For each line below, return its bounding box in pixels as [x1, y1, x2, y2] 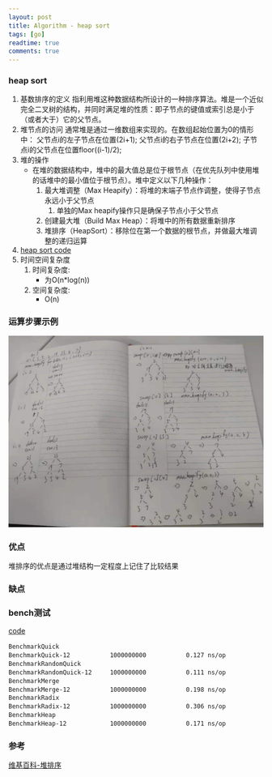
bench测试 [8, 607, 51, 618]
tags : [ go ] [8, 30, 45, 38]
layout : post [8, 13, 53, 21]
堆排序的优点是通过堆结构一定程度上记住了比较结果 [8, 561, 179, 571]
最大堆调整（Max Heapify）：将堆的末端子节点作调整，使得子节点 [44, 186, 261, 195]
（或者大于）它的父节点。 [19, 114, 106, 125]
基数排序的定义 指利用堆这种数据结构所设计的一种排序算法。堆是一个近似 [19, 94, 264, 105]
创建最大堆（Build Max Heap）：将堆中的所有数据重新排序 [44, 216, 236, 226]
